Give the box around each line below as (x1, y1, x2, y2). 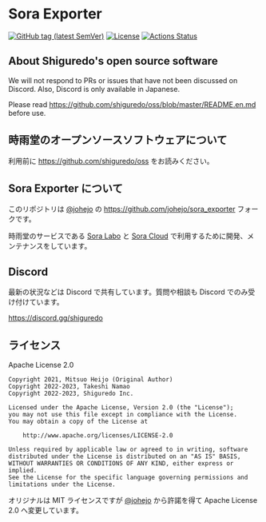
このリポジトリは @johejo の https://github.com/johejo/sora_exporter (8, 205, 236, 214)
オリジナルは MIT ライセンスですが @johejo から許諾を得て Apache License (8, 496, 258, 504)
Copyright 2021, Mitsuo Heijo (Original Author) (8, 376, 173, 384)
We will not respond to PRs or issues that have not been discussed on (8, 75, 238, 85)
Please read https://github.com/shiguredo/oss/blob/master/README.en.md (8, 99, 256, 109)
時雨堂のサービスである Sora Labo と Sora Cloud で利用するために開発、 (8, 231, 248, 241)
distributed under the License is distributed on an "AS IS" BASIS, (8, 452, 241, 460)
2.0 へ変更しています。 (8, 505, 84, 515)
